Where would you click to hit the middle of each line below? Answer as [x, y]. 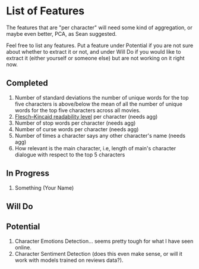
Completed [27, 83]
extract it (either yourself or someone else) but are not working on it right [96, 58]
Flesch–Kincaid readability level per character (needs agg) [86, 116]
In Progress [28, 173]
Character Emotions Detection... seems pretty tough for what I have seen [104, 241]
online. [23, 247]
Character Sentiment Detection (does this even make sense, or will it [99, 253]
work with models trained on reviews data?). [69, 260]
